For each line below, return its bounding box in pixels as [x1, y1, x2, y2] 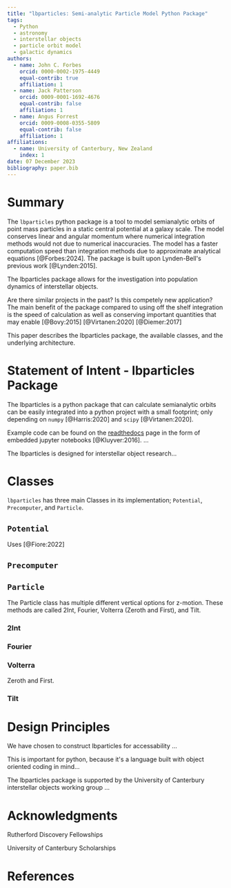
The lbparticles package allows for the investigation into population [7, 275, 198, 283]
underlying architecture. [7, 338, 76, 347]
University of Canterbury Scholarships [7, 844, 116, 852]
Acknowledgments [7, 808, 119, 824]
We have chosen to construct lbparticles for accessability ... [7, 742, 178, 750]
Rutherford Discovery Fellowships [7, 831, 103, 839]
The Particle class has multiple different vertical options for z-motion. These [7, 599, 223, 607]
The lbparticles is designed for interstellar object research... [7, 449, 177, 457]
